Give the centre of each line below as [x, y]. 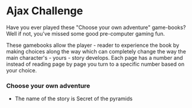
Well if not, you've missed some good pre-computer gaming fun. [86, 33]
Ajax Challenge [45, 11]
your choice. [21, 70]
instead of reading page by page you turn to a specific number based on [95, 64]
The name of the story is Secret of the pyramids [74, 99]
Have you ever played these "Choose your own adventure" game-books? [96, 27]
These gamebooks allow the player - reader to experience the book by [93, 45]
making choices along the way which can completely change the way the [96, 51]
